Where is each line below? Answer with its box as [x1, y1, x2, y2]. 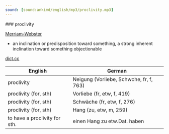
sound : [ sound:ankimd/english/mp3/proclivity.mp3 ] [5, 7, 114, 12]
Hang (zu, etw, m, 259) [72, 106, 128, 113]
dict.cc [5, 55, 20, 61]
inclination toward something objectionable [12, 45, 102, 51]
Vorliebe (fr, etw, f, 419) [72, 90, 130, 97]
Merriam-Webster [5, 30, 42, 36]
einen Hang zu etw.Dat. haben [72, 117, 144, 124]
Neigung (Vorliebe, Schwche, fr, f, [72, 75, 153, 82]
